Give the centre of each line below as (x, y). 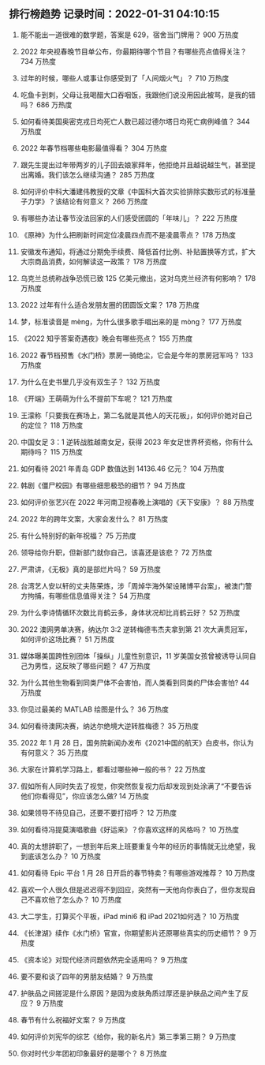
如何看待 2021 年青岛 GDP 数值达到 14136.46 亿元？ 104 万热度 (122, 469)
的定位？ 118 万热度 (52, 425)
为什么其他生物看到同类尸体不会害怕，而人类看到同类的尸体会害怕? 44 (134, 682)
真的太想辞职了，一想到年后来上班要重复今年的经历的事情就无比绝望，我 (138, 846)
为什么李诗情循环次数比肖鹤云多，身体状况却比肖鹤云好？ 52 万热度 (130, 612)
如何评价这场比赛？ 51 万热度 (67, 639)
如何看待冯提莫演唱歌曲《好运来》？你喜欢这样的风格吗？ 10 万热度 (130, 829)
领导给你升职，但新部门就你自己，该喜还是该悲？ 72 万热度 (116, 552)
